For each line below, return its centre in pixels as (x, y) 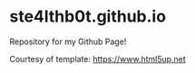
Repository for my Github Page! (68, 41)
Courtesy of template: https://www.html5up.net (97, 59)
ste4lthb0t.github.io (88, 17)
